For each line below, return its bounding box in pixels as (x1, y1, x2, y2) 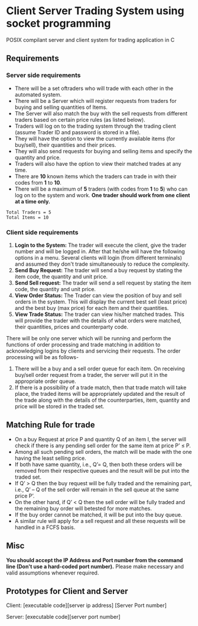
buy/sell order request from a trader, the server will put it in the (14, 371, 168, 378)
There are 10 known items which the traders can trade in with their (14, 173, 177, 180)
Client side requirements (6, 228, 79, 236)
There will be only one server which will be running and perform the (6, 334, 171, 341)
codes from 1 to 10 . (14, 179, 62, 186)
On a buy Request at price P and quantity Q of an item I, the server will (14, 435, 186, 443)
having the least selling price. (14, 454, 87, 462)
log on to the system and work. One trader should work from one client (14, 191, 190, 199)
